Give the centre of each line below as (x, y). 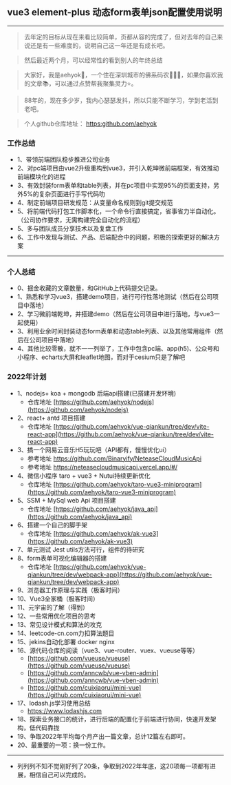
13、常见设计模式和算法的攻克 (59, 624)
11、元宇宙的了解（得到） (53, 607)
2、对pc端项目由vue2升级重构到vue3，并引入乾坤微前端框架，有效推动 (118, 168)
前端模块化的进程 (41, 177)
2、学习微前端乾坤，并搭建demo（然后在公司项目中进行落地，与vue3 (115, 314)
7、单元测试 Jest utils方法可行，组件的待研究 (80, 549)
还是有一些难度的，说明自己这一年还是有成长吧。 (99, 45)
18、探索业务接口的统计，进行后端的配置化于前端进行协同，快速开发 (114, 719)
